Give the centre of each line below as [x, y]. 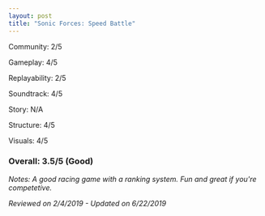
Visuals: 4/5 [28, 140]
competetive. [30, 188]
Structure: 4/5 [32, 125]
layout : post [30, 16]
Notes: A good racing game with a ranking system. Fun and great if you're [132, 179]
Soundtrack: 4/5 [36, 93]
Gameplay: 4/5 [33, 62]
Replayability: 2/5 [37, 78]
